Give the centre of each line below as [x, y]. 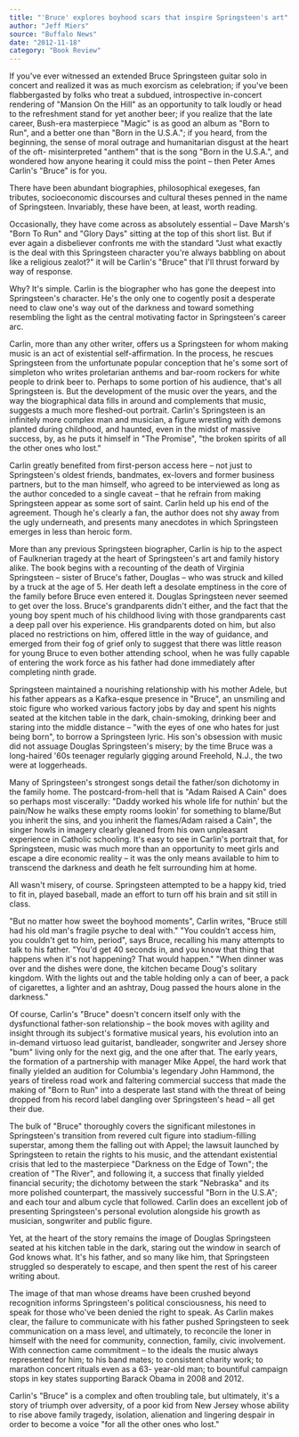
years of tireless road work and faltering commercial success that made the [148, 1080]
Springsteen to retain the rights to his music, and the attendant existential [143, 1154]
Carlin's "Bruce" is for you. [58, 171]
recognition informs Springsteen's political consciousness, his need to [138, 1303]
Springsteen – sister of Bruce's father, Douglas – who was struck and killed [146, 578]
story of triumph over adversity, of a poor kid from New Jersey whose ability [149, 1406]
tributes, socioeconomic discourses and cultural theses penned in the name [148, 198]
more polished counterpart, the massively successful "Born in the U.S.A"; [143, 1193]
